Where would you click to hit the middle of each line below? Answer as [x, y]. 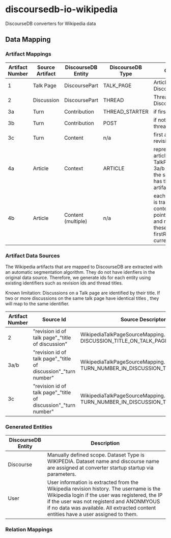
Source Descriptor [143, 319]
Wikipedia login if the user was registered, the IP [105, 495]
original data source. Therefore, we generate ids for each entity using [78, 277]
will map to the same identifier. [37, 303]
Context [74, 168]
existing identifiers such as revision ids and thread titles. [64, 283]
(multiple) [76, 221]
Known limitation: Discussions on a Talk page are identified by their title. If [83, 293]
